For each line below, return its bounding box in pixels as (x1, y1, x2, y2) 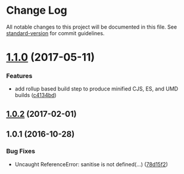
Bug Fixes (6, 147, 36, 156)
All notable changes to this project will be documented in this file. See (6, 23, 177, 30)
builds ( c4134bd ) (14, 92, 57, 99)
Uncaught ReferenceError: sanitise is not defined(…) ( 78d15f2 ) (14, 160, 168, 167)
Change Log (6, 4, 67, 17)
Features (6, 72, 33, 80)
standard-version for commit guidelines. (6, 29, 105, 36)
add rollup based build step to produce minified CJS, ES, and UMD (14, 85, 179, 92)
